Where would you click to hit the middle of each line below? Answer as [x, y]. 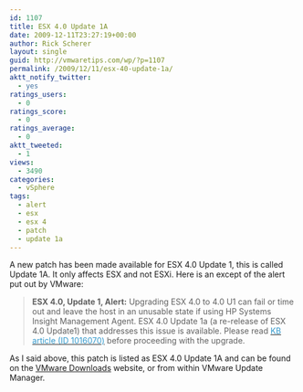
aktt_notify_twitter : [51, 78]
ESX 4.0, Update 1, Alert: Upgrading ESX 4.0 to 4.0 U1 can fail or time [163, 302]
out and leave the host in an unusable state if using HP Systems [151, 312]
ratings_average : [42, 129]
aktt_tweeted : [37, 145]
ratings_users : [38, 94]
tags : [20, 196]
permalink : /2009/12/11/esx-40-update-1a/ [91, 69]
